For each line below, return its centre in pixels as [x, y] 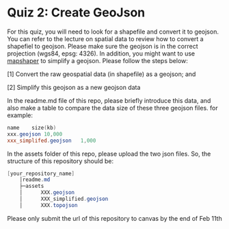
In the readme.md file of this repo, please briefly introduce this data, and [109, 100]
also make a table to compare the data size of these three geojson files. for [112, 108]
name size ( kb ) [32, 128]
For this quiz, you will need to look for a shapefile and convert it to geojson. [113, 32]
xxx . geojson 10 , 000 [35, 134]
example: [20, 115]
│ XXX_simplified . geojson [64, 199]
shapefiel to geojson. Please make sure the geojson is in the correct [103, 46]
